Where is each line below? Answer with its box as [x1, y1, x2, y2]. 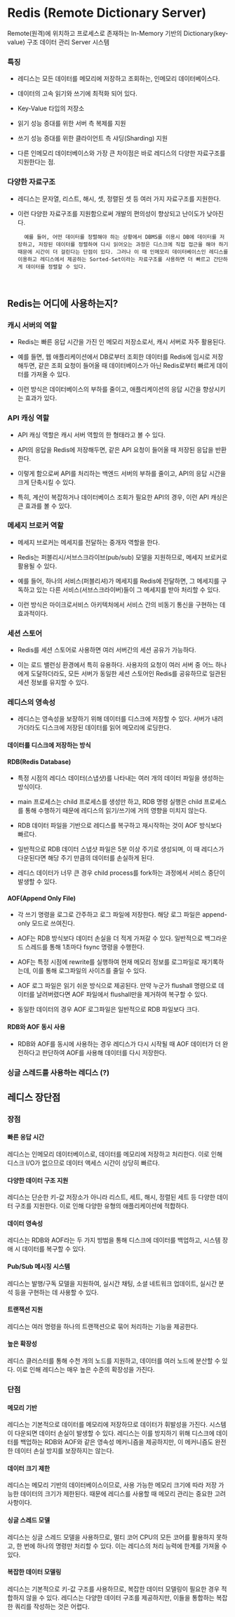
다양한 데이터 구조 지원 [7, 1176, 69, 1184]
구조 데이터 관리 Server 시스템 [27, 37, 110, 46]
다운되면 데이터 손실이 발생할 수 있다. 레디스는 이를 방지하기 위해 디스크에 [14, 1429, 215, 1437]
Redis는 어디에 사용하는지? [7, 297, 119, 310]
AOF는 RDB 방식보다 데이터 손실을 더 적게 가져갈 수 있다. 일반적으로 [17, 934, 203, 942]
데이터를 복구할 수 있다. [22, 1245, 86, 1253]
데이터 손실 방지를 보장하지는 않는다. [14, 1446, 114, 1455]
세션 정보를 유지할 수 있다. [17, 678, 89, 687]
